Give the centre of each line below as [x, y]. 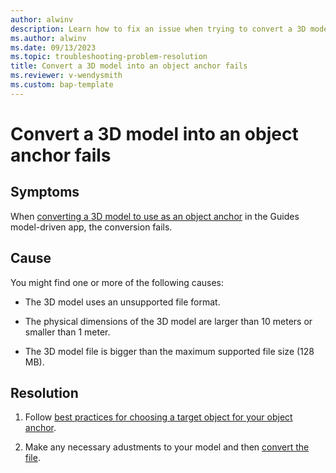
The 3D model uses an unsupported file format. [122, 302]
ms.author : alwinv [48, 38]
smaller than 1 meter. [67, 332]
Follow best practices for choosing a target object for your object [158, 417]
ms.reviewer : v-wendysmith [66, 76]
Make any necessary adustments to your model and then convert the [167, 447]
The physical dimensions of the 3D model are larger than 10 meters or [168, 321]
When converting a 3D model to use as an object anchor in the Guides [155, 216]
